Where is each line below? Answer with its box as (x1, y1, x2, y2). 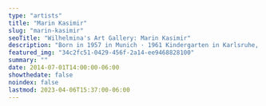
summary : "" (8, 57, 48, 65)
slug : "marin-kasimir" (8, 26, 84, 34)
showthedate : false (8, 71, 73, 79)
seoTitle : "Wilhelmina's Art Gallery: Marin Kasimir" (8, 33, 192, 42)
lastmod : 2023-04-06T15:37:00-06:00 (8, 85, 130, 94)
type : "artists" (8, 11, 62, 20)
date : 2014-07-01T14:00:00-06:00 (8, 64, 120, 72)
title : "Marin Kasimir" (8, 19, 88, 27)
